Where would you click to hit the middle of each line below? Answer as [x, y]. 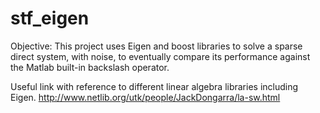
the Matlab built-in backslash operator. [90, 67]
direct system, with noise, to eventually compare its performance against [160, 56]
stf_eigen [50, 18]
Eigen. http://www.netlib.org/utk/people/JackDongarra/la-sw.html [145, 97]
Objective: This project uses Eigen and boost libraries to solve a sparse [156, 46]
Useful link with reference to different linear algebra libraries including [154, 86]
